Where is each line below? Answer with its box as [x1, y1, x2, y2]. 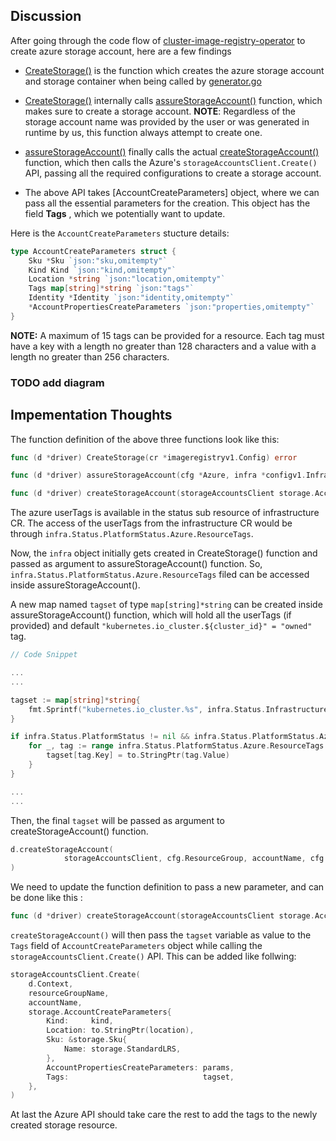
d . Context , [28, 979, 74, 989]
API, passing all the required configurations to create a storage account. [24, 167, 322, 179]
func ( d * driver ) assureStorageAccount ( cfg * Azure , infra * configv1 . [10, 470, 307, 481]
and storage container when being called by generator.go [24, 75, 262, 87]
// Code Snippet [10, 650, 78, 660]
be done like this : [10, 892, 83, 904]
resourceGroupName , [28, 988, 110, 998]
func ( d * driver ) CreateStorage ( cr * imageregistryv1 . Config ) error [10, 452, 298, 463]
